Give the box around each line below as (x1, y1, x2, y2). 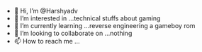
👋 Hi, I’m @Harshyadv (13, 7, 78, 15)
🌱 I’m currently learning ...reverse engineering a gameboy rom (13, 22, 196, 30)
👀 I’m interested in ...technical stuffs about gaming (13, 14, 161, 22)
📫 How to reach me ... (13, 37, 80, 45)
